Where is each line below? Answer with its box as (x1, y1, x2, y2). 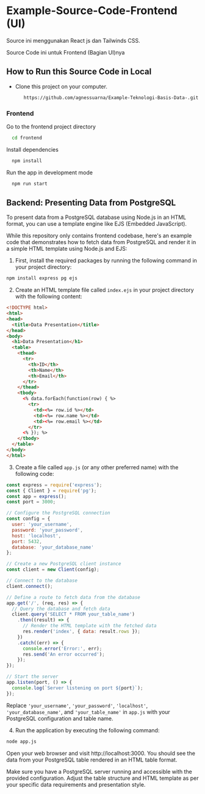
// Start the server (6, 673, 59, 680)
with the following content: (15, 293, 82, 300)
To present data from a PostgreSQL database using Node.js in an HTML (6, 213, 187, 221)
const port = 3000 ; (6, 499, 56, 505)
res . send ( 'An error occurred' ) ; (22, 651, 105, 658)
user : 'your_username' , (12, 521, 72, 528)
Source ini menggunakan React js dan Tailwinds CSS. (6, 37, 140, 44)
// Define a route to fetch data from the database (6, 594, 140, 600)
